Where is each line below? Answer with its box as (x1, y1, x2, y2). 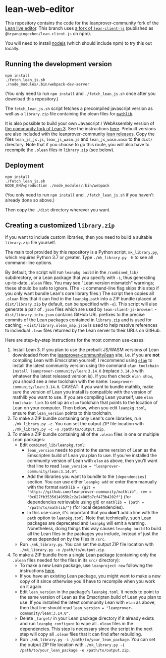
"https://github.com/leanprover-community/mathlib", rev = (27, 489, 152, 494)
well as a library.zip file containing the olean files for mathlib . (5, 110, 134, 116)
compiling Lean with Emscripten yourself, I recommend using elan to (12, 357, 153, 364)
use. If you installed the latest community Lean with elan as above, (19, 599, 156, 605)
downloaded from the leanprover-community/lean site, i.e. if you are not (12, 352, 160, 358)
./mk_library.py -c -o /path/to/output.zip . (12, 426, 105, 432)
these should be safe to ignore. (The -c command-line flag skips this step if (5, 285, 160, 291)
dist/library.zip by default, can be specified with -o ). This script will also (5, 301, 158, 307)
